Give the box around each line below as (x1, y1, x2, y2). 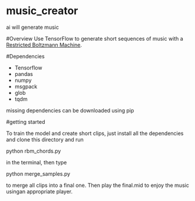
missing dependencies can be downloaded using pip (6, 107, 134, 114)
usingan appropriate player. (6, 187, 73, 195)
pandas (14, 70, 34, 77)
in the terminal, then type (6, 159, 67, 166)
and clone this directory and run (6, 136, 84, 143)
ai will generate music (6, 24, 59, 31)
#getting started (6, 118, 45, 125)
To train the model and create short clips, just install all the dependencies (6, 130, 184, 137)
